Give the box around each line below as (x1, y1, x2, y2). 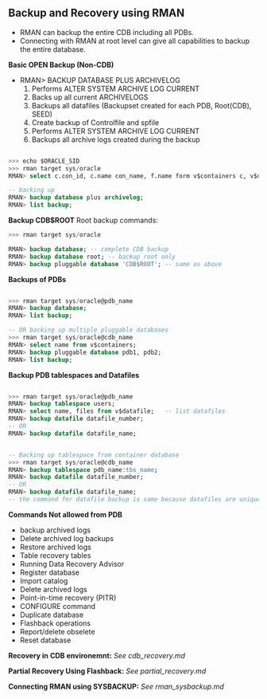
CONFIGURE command (19, 601, 96, 611)
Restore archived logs (19, 542, 91, 552)
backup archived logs (19, 525, 91, 535)
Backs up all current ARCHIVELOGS (31, 92, 149, 102)
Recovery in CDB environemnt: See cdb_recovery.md (8, 650, 185, 660)
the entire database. (19, 44, 86, 54)
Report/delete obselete (19, 626, 95, 636)
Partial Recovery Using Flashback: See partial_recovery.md (8, 666, 207, 676)
